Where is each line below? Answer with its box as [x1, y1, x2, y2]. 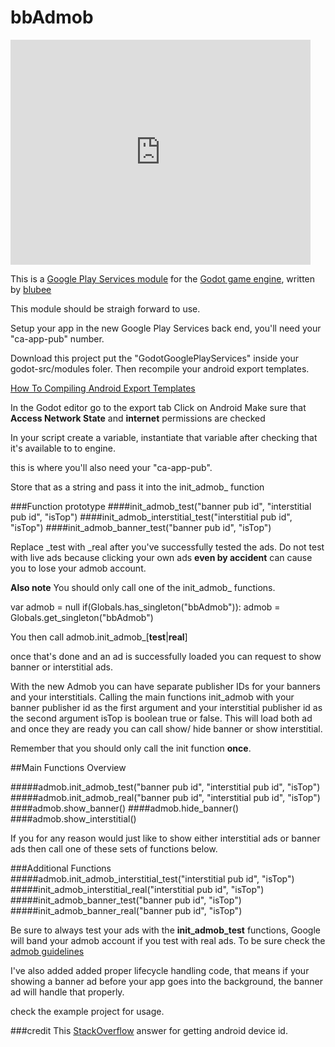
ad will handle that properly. [10, 986, 125, 998]
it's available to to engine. [10, 442, 116, 454]
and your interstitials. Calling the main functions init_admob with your [10, 691, 295, 703]
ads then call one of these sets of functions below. [10, 842, 218, 855]
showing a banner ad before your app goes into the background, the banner [10, 975, 323, 987]
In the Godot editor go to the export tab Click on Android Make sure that [10, 401, 307, 413]
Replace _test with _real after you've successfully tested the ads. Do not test [10, 541, 325, 553]
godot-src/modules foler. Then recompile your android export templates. [10, 362, 310, 375]
